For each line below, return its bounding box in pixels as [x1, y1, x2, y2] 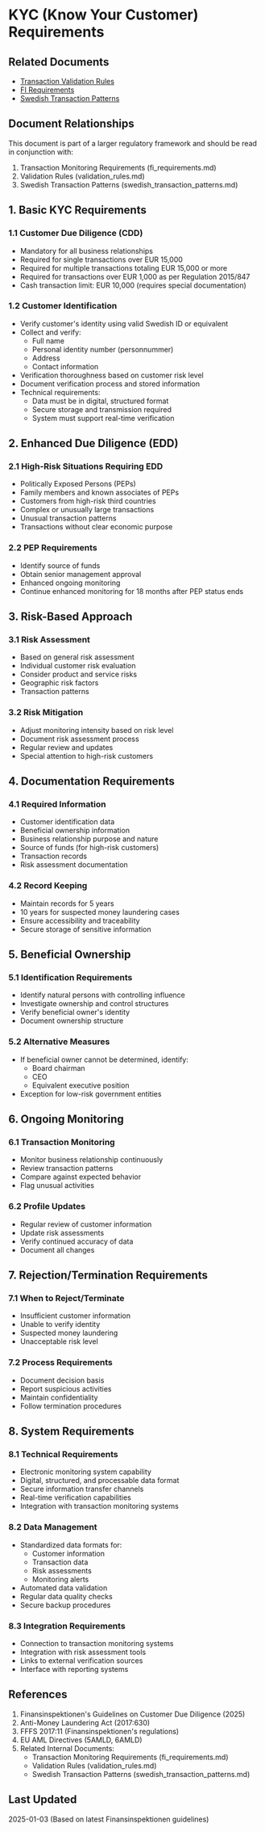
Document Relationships [8, 117, 135, 131]
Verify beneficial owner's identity [19, 1008, 130, 1017]
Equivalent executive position [31, 1080, 130, 1090]
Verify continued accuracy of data [19, 1236, 134, 1246]
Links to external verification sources [19, 1655, 143, 1666]
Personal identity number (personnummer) [31, 344, 174, 354]
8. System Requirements [8, 1425, 135, 1438]
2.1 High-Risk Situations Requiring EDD [8, 461, 164, 472]
